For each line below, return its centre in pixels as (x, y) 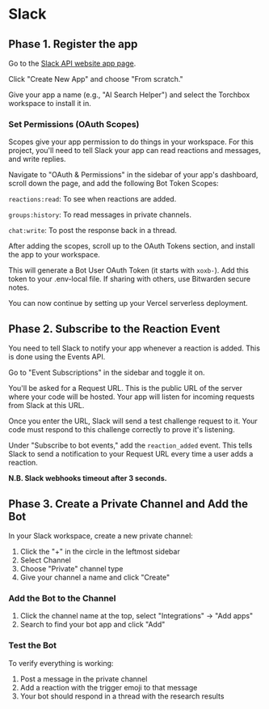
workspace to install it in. (50, 103)
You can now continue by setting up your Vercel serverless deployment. (128, 304)
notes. (19, 287)
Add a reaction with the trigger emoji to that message (109, 687)
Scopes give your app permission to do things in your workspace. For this (131, 142)
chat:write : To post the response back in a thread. (93, 231)
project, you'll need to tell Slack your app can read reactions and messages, (134, 151)
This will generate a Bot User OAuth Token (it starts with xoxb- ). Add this (128, 270)
